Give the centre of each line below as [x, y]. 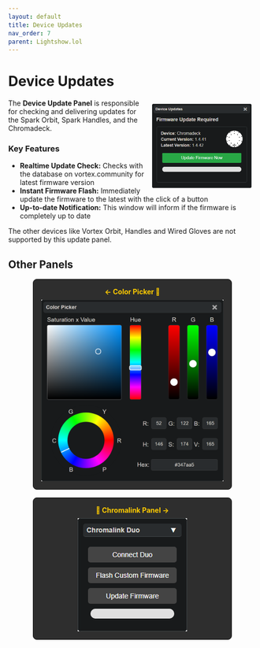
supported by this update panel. [60, 239]
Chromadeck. [30, 128]
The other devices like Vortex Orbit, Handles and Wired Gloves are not [122, 231]
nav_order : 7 [30, 33]
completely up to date [55, 216]
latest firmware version [57, 183]
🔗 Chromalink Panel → [132, 510]
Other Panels [41, 264]
